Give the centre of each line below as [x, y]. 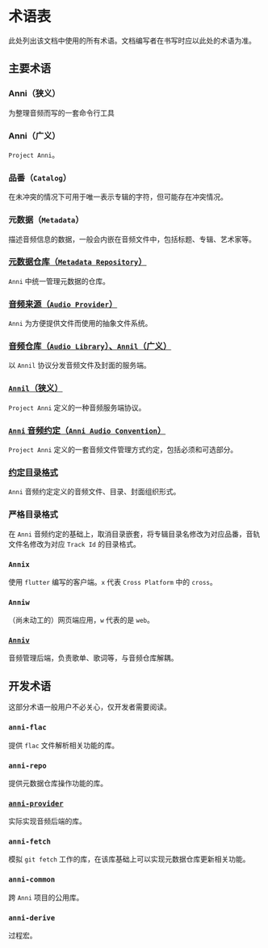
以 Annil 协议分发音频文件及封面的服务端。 [80, 366]
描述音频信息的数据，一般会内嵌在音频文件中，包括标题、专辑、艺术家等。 [132, 239]
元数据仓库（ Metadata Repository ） [77, 262]
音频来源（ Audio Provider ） [63, 304]
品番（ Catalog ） [40, 177]
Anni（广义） [34, 136]
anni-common [32, 880]
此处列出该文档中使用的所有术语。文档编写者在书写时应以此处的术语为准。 [132, 40]
